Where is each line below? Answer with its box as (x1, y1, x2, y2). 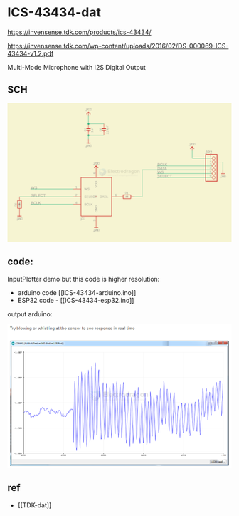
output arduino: (7, 309, 53, 318)
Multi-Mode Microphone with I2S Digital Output (7, 63, 146, 71)
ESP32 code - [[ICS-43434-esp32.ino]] (17, 296, 134, 304)
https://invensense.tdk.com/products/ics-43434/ (7, 28, 152, 36)
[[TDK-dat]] (17, 500, 52, 510)
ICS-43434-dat (7, 4, 102, 21)
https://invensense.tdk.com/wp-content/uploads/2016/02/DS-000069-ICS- (7, 41, 229, 50)
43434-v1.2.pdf (7, 49, 54, 58)
